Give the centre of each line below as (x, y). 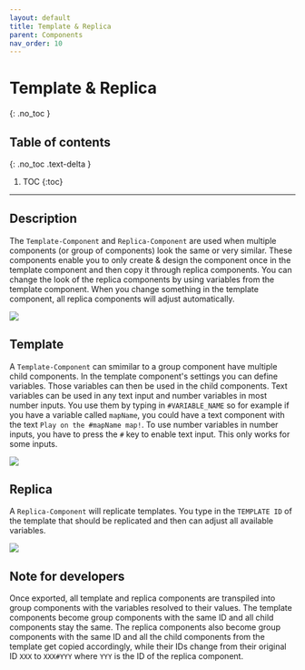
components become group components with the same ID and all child (142, 618)
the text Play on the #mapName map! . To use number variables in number (144, 424)
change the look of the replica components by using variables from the (142, 279)
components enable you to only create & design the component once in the (150, 259)
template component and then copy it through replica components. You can (151, 269)
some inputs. (34, 443)
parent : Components (46, 35)
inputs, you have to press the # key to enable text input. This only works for (150, 434)
